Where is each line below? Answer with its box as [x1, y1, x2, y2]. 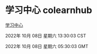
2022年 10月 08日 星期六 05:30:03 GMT [5, 43, 88, 49]
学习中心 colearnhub [5, 4, 92, 16]
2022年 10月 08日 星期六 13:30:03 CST [5, 32, 86, 38]
